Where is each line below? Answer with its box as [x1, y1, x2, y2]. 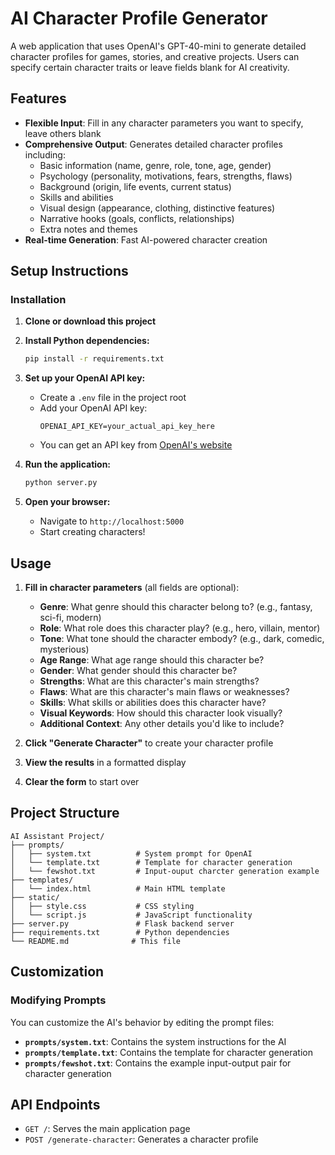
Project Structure [10, 805, 120, 822]
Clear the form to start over [24, 776, 140, 787]
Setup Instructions [10, 263, 129, 280]
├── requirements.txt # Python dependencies [10, 927, 230, 937]
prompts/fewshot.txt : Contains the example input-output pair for [24, 1057, 292, 1069]
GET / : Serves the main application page [24, 1123, 191, 1135]
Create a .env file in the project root [39, 392, 187, 404]
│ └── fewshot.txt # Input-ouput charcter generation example [10, 866, 320, 876]
